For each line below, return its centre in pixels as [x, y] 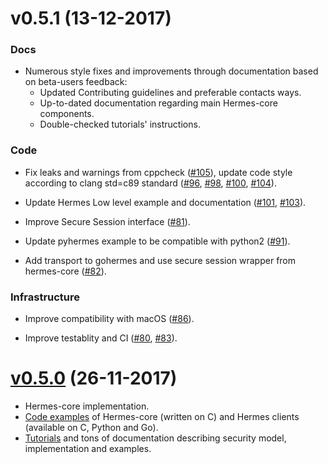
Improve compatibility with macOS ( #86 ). [109, 319]
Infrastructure [45, 297]
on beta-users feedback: [76, 82]
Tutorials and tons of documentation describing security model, [155, 438]
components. [67, 114]
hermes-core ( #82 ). [65, 271]
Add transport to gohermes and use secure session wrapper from [160, 260]
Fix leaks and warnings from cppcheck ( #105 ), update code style [158, 172]
